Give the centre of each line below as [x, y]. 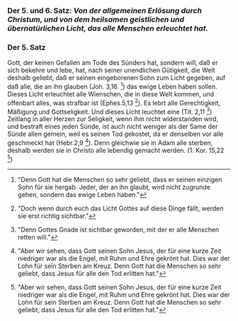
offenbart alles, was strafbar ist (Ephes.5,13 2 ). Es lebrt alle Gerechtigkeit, [114, 102]
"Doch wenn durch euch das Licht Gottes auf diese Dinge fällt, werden [120, 208]
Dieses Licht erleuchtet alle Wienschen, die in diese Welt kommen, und [111, 94]
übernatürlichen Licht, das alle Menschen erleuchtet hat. [108, 28]
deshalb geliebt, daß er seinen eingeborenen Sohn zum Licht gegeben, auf [117, 78]
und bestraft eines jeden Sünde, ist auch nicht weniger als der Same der [113, 127]
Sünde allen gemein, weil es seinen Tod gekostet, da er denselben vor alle [115, 134]
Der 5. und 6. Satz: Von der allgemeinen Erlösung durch [104, 11]
